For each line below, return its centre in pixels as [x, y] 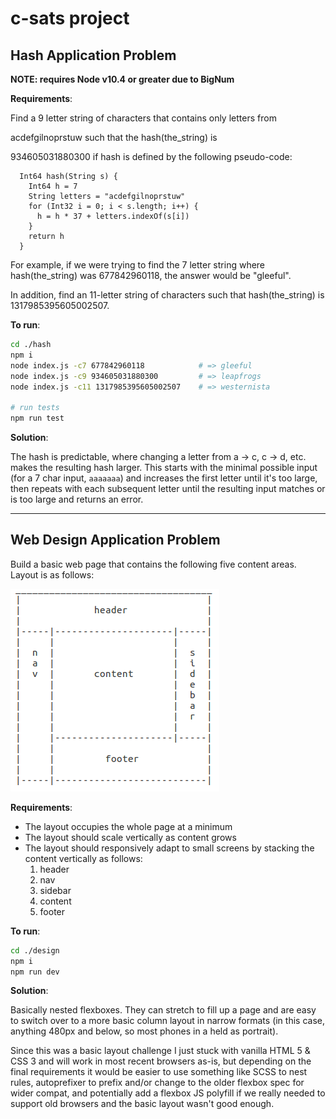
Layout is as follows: [52, 574]
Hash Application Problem [93, 55]
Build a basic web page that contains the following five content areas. [153, 564]
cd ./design [35, 950]
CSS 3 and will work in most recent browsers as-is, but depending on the [161, 1061]
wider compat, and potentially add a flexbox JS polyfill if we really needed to [168, 1093]
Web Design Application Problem [115, 540]
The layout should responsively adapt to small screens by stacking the [169, 848]
